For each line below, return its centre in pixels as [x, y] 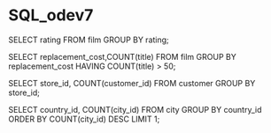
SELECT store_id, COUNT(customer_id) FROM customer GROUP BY [132, 83]
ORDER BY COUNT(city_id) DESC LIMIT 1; [84, 119]
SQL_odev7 [51, 15]
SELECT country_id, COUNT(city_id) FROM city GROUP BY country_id [135, 109]
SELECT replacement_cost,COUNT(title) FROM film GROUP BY [122, 56]
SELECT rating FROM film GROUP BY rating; [89, 40]
